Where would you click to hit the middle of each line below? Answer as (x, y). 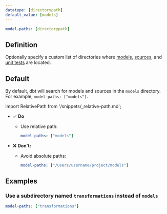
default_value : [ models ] (32, 15)
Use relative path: (39, 126)
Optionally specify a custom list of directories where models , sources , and (84, 57)
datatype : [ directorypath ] (34, 10)
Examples (21, 181)
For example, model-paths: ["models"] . (47, 96)
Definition (21, 45)
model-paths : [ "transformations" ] (42, 206)
